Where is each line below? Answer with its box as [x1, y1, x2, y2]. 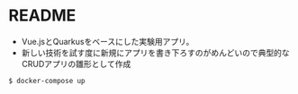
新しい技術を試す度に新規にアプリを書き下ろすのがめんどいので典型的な [21, 47, 290, 58]
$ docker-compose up [8, 76, 86, 85]
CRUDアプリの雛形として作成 [21, 58, 131, 69]
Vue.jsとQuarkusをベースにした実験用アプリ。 [21, 36, 194, 47]
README [8, 5, 77, 26]
